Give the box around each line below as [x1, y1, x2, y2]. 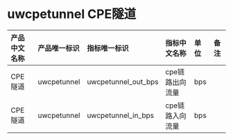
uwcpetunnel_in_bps [86, 110, 155, 120]
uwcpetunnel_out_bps [86, 77, 159, 86]
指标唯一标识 [86, 43, 129, 52]
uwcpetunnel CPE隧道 [7, 6, 137, 22]
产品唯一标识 [37, 43, 80, 52]
